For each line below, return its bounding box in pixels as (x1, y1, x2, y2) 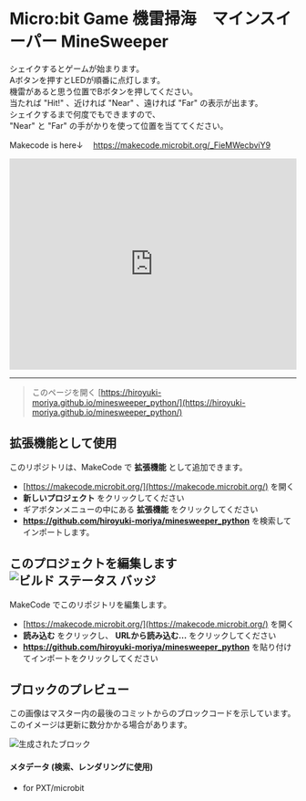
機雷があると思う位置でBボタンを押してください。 (9, 86, 199, 97)
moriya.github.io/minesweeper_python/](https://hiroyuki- (31, 396, 246, 407)
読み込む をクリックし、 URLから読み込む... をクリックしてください (22, 629, 277, 640)
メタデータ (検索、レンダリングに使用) (9, 761, 153, 772)
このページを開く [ (31, 386, 102, 397)
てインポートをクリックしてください (22, 652, 158, 663)
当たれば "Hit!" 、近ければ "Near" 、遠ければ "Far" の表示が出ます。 (9, 97, 263, 108)
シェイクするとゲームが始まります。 (9, 63, 144, 74)
